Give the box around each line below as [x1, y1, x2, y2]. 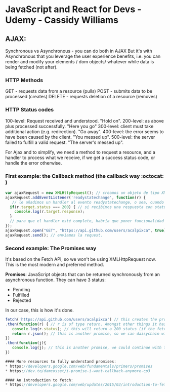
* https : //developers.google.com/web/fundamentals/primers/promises [5, 364, 153, 369]
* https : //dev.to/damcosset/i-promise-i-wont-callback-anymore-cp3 [5, 368, 151, 373]
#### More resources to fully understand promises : [5, 359, 116, 364]
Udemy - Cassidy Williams [5, 14, 119, 26]
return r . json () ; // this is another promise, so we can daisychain [12, 331, 159, 336]
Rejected [12, 297, 31, 303]
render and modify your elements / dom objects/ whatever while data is [5, 59, 154, 64]
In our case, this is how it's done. [5, 307, 74, 313]
